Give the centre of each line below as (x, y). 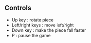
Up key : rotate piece (33, 20)
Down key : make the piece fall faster (49, 30)
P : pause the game (31, 35)
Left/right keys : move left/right (43, 25)
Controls (18, 8)
